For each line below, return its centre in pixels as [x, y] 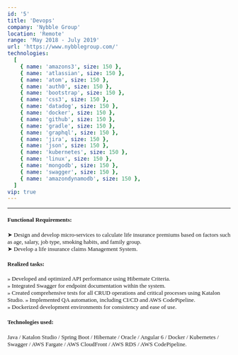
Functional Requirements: [40, 220]
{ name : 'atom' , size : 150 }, [65, 80]
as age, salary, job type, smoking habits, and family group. [74, 242]
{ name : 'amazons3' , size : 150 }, [71, 67]
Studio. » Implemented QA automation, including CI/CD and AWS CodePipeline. [102, 300]
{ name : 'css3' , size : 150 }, [65, 100]
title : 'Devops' [31, 21]
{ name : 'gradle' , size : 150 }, [68, 126]
